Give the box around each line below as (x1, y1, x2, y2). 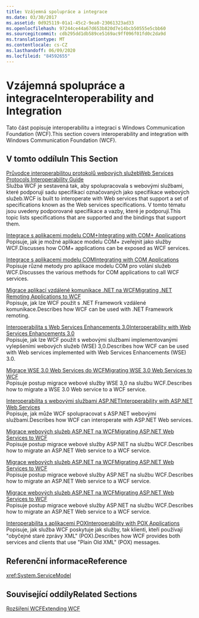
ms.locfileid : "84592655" (6, 53, 70, 59)
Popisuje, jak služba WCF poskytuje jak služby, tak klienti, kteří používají (6, 526, 183, 533)
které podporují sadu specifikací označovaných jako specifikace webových (6, 189, 190, 196)
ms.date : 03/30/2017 (6, 14, 58, 20)
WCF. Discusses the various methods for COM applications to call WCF (6, 269, 179, 276)
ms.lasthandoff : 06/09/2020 (6, 48, 76, 54)
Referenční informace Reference (6, 556, 128, 566)
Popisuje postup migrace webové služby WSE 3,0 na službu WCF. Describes (6, 379, 192, 387)
